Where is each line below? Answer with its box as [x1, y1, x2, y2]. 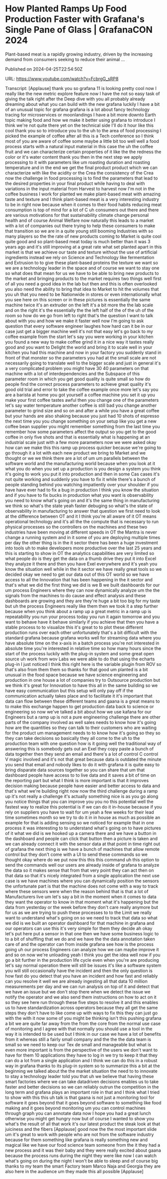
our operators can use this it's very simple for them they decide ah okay [5, 925, 153, 931]
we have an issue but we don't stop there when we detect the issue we [5, 989, 151, 995]
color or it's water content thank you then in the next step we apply [5, 154, 143, 160]
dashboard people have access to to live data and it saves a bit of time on [5, 772, 156, 778]
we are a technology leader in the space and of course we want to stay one [5, 265, 160, 271]
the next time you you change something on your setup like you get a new [5, 418, 157, 424]
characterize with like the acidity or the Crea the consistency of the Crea [5, 170, 154, 176]
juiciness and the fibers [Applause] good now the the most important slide [5, 1126, 157, 1132]
